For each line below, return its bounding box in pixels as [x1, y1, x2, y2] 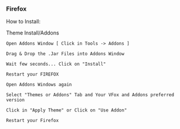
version [6, 97, 25, 103]
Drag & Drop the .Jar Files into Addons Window [6, 51, 125, 57]
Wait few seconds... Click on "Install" [6, 61, 107, 67]
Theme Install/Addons [6, 29, 60, 36]
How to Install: [6, 18, 41, 25]
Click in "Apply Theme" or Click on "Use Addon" [6, 107, 127, 113]
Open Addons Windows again [6, 82, 72, 88]
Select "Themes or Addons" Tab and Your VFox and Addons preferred [6, 92, 175, 98]
